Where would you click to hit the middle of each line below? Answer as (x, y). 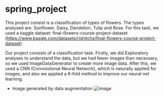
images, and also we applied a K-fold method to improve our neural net (77, 73)
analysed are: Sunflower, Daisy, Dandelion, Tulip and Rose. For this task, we (82, 27)
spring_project (36, 9)
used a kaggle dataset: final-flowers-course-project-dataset (66, 33)
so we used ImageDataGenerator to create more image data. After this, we (81, 63)
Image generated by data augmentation (52, 88)
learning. (14, 79)
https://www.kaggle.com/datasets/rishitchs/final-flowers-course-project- (82, 38)
